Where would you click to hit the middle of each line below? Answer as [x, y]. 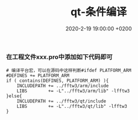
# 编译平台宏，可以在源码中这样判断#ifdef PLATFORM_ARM [69, 71]
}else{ [14, 96]
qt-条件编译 [99, 12]
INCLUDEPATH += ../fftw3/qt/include [62, 101]
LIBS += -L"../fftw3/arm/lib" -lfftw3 [73, 91]
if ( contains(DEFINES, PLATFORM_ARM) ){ [58, 81]
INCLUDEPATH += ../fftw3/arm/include [63, 86]
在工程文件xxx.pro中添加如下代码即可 [59, 57]
